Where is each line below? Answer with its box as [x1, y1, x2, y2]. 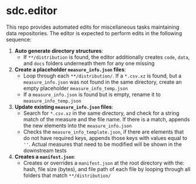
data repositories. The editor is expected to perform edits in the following [6, 29, 183, 36]
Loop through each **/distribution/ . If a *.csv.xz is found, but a [23, 72, 182, 79]
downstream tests [23, 146, 67, 154]
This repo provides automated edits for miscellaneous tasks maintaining [6, 23, 180, 30]
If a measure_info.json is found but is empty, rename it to [23, 91, 161, 98]
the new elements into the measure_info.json [23, 122, 132, 129]
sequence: [6, 36, 32, 43]
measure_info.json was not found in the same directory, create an [23, 78, 183, 86]
